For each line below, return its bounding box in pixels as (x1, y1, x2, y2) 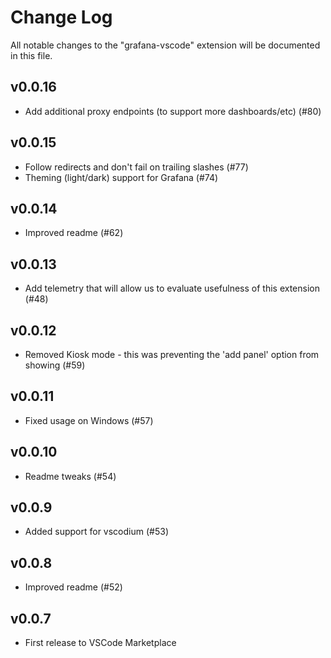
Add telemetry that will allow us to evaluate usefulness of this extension (24, 282, 320, 295)
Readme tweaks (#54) (24, 470, 117, 482)
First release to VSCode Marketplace (24, 637, 177, 649)
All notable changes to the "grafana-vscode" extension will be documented (10, 39, 321, 51)
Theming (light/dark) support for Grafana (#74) (24, 171, 219, 183)
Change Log (10, 6, 113, 29)
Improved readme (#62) (24, 227, 124, 239)
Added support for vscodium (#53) (24, 526, 169, 538)
